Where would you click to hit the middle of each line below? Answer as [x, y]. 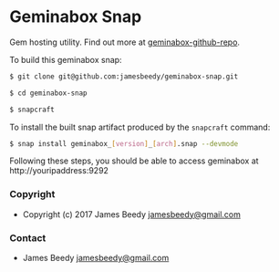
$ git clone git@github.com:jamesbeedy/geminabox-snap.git [124, 76]
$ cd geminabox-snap [49, 93]
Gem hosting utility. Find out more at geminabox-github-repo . [124, 42]
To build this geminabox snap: [66, 59]
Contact [28, 237]
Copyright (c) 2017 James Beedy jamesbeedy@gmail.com [132, 214]
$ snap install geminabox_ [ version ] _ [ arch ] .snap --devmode [124, 143]
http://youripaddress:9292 [59, 171]
